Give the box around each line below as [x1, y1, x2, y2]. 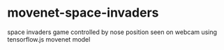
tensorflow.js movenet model [7, 35, 91, 43]
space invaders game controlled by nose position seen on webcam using [7, 28, 218, 36]
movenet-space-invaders [7, 5, 159, 21]
